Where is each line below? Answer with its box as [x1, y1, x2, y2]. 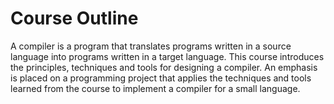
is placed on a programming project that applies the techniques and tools [10, 72, 312, 84]
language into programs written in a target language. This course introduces [10, 50, 325, 62]
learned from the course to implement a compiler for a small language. [10, 82, 301, 94]
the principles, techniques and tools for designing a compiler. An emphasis [10, 61, 318, 73]
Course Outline [10, 7, 139, 30]
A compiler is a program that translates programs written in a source [10, 40, 292, 52]
